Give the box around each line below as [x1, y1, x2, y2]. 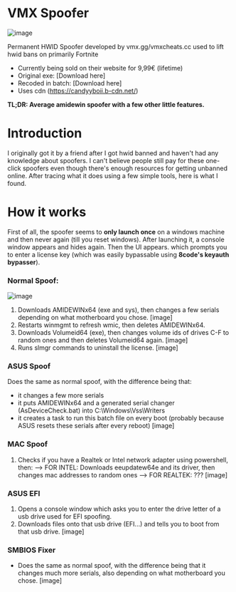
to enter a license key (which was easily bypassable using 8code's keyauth [7, 250, 230, 259]
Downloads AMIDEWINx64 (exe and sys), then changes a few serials [17, 306, 220, 314]
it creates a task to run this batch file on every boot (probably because [17, 414, 225, 422]
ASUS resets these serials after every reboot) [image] [17, 422, 175, 430]
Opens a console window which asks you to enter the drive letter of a [17, 504, 221, 513]
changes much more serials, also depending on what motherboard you [17, 568, 225, 578]
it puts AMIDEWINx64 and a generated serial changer [17, 399, 176, 407]
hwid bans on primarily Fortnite [7, 50, 99, 58]
